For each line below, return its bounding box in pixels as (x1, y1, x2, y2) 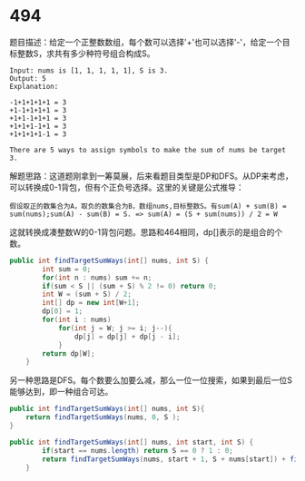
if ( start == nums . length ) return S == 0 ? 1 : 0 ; (42, 446, 233, 455)
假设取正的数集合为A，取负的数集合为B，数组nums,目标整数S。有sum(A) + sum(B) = (9, 201, 288, 211)
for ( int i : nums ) (42, 315, 112, 325)
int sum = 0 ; (42, 264, 92, 273)
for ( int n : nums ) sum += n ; (42, 273, 152, 282)
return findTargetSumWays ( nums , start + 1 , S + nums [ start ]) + (42, 455, 286, 464)
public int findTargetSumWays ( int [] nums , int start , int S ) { (9, 437, 254, 447)
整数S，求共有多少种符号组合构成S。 (16, 47, 155, 59)
